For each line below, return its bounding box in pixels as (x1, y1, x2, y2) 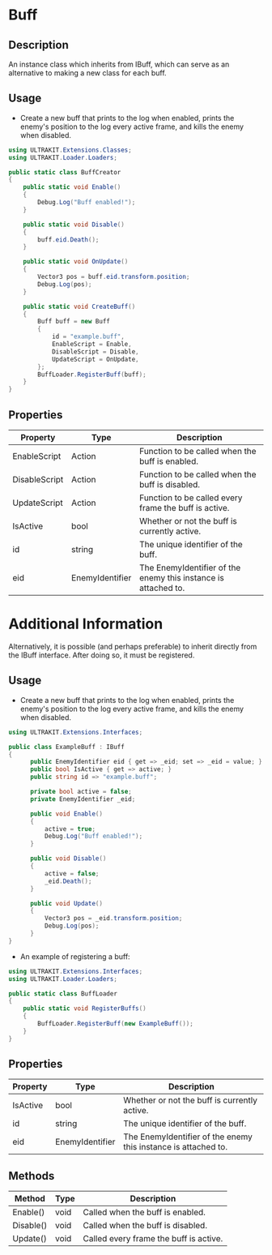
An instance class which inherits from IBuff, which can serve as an (8, 59, 230, 69)
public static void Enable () (23, 183, 121, 191)
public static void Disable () (23, 221, 125, 229)
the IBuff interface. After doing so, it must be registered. (8, 650, 195, 660)
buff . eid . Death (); (37, 235, 100, 244)
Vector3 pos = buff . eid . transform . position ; (37, 273, 190, 281)
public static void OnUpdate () (23, 258, 129, 266)
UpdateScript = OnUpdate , (51, 355, 139, 363)
